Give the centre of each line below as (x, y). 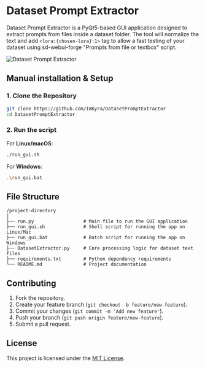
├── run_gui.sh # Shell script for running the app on (96, 227)
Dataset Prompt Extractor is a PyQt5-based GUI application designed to (97, 28)
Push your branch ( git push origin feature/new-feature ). (89, 318)
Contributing (31, 283)
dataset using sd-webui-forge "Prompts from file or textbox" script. (91, 47)
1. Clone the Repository (41, 96)
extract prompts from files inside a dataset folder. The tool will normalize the (103, 34)
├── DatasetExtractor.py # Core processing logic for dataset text (100, 248)
